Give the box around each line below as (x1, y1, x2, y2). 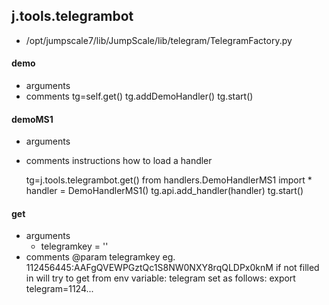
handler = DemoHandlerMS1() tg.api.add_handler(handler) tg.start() (25, 185, 304, 197)
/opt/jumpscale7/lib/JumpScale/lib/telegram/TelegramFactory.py (25, 34, 293, 46)
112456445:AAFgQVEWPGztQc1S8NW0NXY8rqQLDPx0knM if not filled (25, 262, 320, 274)
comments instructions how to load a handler (25, 155, 213, 167)
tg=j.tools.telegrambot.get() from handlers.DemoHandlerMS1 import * (25, 174, 313, 186)
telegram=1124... (25, 283, 94, 295)
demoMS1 (11, 113, 54, 125)
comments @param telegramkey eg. (25, 251, 176, 263)
